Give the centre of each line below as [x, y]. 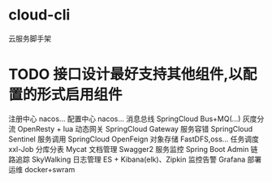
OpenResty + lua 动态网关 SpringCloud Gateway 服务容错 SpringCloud [135, 128]
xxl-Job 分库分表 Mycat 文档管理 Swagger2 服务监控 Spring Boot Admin [129, 149]
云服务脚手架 [30, 38]
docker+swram [50, 169]
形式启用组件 [80, 95]
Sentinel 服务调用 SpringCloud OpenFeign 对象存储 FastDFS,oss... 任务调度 [134, 139]
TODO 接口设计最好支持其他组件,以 [126, 74]
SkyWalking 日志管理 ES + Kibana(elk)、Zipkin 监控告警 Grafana [138, 159]
